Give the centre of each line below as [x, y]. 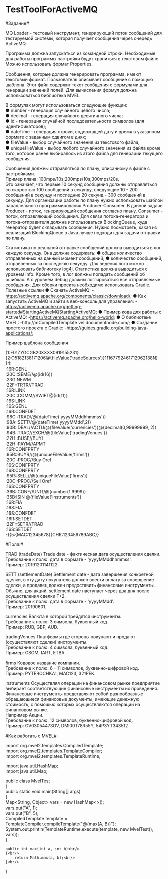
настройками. [20, 173]
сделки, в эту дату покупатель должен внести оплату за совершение [80, 579]
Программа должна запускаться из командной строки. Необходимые [80, 53]
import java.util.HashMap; [32, 766]
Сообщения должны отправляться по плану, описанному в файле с [78, 168]
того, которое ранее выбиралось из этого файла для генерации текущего [84, 153]
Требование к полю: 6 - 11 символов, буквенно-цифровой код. [72, 668]
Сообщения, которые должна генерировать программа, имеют [73, 74]
